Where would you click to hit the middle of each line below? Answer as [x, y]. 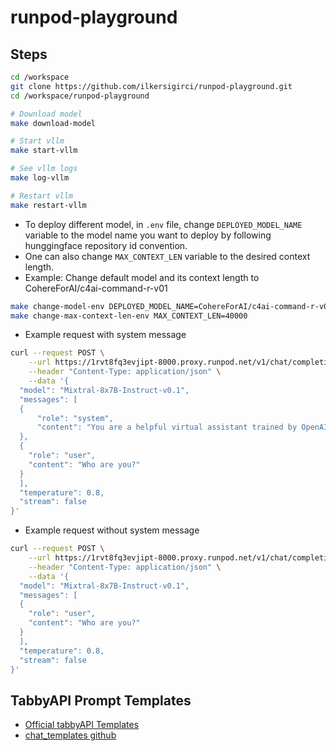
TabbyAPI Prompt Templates [101, 700]
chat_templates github [70, 735]
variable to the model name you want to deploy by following [148, 235]
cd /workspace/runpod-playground [80, 96]
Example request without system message [112, 530]
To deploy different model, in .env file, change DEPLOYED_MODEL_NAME [163, 224]
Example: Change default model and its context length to [142, 277]
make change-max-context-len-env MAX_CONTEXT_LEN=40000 [129, 316]
